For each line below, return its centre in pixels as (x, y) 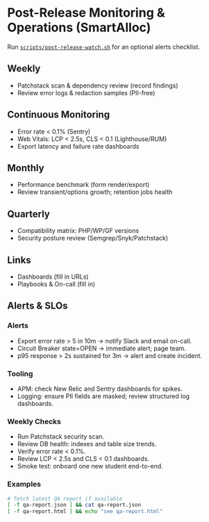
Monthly (26, 168)
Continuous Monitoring (58, 115)
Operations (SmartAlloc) (79, 27)
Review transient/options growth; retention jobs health (95, 192)
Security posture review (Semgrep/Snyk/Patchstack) (93, 238)
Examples (24, 484)
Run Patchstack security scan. (61, 437)
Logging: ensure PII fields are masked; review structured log (103, 396)
